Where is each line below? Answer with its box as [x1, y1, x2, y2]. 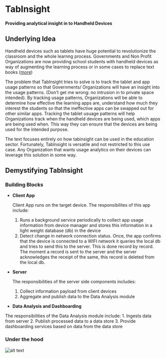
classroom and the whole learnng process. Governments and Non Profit [5, 53, 152, 59]
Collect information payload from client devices [19, 288, 117, 294]
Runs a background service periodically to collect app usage [19, 217, 144, 223]
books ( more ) [5, 69, 33, 75]
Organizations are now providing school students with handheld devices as [5, 58, 159, 64]
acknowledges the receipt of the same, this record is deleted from [19, 254, 155, 260]
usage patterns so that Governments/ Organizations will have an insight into [5, 84, 160, 90]
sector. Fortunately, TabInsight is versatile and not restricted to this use [5, 141, 150, 147]
